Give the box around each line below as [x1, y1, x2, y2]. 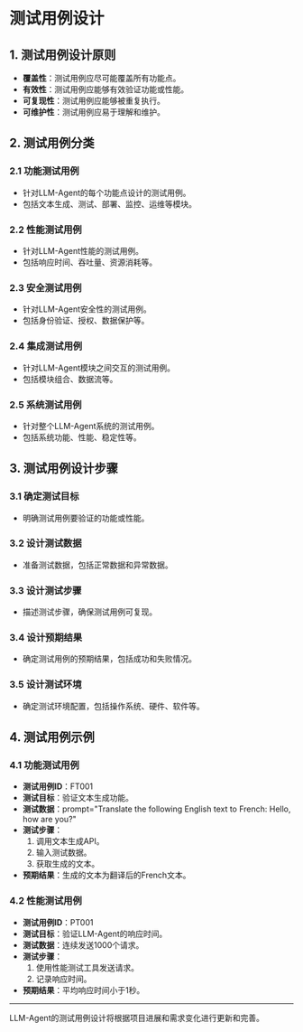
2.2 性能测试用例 [9, 223, 83, 236]
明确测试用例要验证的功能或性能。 [22, 512, 150, 523]
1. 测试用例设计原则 [9, 47, 116, 62]
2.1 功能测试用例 [9, 164, 79, 177]
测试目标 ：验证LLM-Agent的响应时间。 [22, 928, 168, 939]
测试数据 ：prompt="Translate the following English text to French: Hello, [22, 803, 291, 814]
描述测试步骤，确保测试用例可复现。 [22, 606, 158, 617]
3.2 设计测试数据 [9, 537, 83, 549]
